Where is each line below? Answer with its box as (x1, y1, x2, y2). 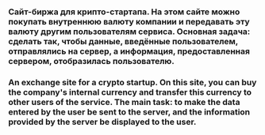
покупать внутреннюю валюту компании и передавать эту (8, 16, 250, 27)
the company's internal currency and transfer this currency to (8, 86, 252, 97)
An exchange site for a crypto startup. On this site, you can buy (8, 77, 257, 88)
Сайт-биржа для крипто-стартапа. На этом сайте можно (8, 6, 240, 17)
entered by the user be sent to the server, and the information (8, 106, 251, 117)
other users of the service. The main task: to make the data (8, 96, 240, 107)
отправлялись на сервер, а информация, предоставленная (8, 46, 250, 57)
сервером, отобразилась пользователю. (8, 55, 175, 66)
